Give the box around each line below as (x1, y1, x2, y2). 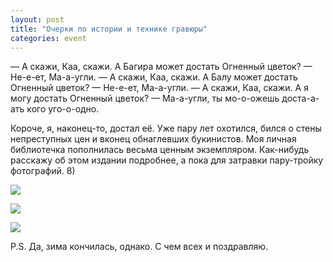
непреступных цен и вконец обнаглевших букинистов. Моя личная (10, 133, 297, 145)
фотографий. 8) (10, 165, 76, 177)
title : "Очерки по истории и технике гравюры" (10, 24, 208, 34)
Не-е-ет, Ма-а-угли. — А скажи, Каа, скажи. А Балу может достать (10, 71, 298, 83)
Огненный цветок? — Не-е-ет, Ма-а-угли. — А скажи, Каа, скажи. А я (10, 82, 309, 94)
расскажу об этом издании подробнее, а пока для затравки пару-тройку (10, 154, 324, 166)
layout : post (10, 14, 65, 25)
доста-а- (281, 92, 320, 105)
